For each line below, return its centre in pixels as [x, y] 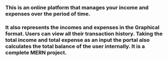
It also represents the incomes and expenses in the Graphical [82, 27]
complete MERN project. [36, 52]
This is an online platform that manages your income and [77, 8]
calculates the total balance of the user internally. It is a [75, 46]
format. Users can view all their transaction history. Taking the [84, 33]
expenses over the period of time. [48, 14]
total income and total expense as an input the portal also [78, 40]
